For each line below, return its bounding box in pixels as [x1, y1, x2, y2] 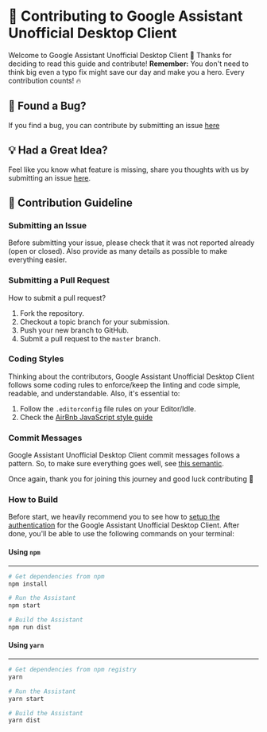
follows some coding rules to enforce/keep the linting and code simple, [8, 380, 241, 389]
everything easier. [8, 255, 68, 265]
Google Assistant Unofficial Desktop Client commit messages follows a [8, 450, 241, 460]
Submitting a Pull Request [8, 274, 110, 286]
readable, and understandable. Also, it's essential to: [8, 388, 180, 398]
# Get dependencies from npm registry [8, 666, 137, 674]
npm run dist [8, 624, 52, 632]
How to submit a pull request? [8, 293, 106, 302]
